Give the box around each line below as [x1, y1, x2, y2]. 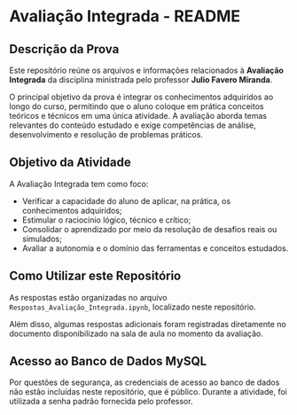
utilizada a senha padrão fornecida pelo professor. [9, 396, 193, 407]
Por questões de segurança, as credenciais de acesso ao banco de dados [9, 377, 280, 388]
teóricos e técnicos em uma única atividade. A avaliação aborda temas [9, 111, 268, 121]
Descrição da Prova [9, 42, 120, 57]
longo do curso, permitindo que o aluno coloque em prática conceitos [9, 101, 264, 112]
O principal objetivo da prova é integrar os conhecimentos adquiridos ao [9, 91, 274, 102]
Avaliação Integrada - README [9, 6, 241, 27]
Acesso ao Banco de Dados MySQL [9, 354, 207, 369]
